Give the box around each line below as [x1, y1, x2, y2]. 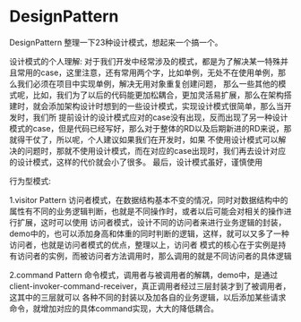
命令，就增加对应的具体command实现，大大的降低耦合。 [9, 302, 219, 314]
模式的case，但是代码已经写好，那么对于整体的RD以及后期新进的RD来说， [9, 123, 284, 133]
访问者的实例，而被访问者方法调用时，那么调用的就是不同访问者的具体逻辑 [16, 250, 292, 261]
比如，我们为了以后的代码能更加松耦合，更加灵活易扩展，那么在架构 [32, 89, 284, 100]
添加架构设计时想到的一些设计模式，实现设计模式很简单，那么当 [47, 100, 284, 111]
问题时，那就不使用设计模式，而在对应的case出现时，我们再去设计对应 [24, 145, 287, 156]
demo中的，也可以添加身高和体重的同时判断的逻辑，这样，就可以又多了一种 [9, 228, 289, 239]
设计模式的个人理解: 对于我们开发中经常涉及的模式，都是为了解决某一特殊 [9, 55, 280, 66]
